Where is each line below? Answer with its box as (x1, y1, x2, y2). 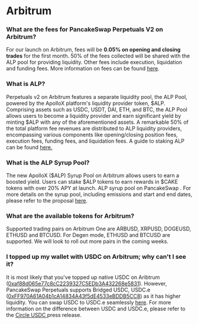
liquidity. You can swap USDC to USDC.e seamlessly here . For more (6, 299, 171, 306)
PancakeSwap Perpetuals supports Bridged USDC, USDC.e (6, 286, 151, 293)
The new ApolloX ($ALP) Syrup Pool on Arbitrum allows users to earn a (6, 172, 179, 179)
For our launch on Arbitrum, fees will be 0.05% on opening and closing (6, 46, 181, 53)
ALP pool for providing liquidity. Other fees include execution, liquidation (6, 59, 182, 66)
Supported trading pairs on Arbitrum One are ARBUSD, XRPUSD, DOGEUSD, (6, 225, 191, 232)
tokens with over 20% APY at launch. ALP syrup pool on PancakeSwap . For (6, 185, 191, 192)
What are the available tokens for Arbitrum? (6, 212, 135, 220)
